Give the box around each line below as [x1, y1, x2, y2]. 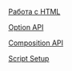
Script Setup [8, 54, 50, 63]
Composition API [8, 38, 64, 48]
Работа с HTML [8, 7, 61, 16]
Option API [8, 23, 44, 31]
